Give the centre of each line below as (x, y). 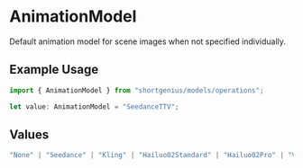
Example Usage (54, 70)
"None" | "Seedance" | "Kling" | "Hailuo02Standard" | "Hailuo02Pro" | (147, 155)
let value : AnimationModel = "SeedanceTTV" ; (94, 106)
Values (29, 134)
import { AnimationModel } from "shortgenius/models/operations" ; (137, 90)
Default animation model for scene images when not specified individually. (148, 41)
